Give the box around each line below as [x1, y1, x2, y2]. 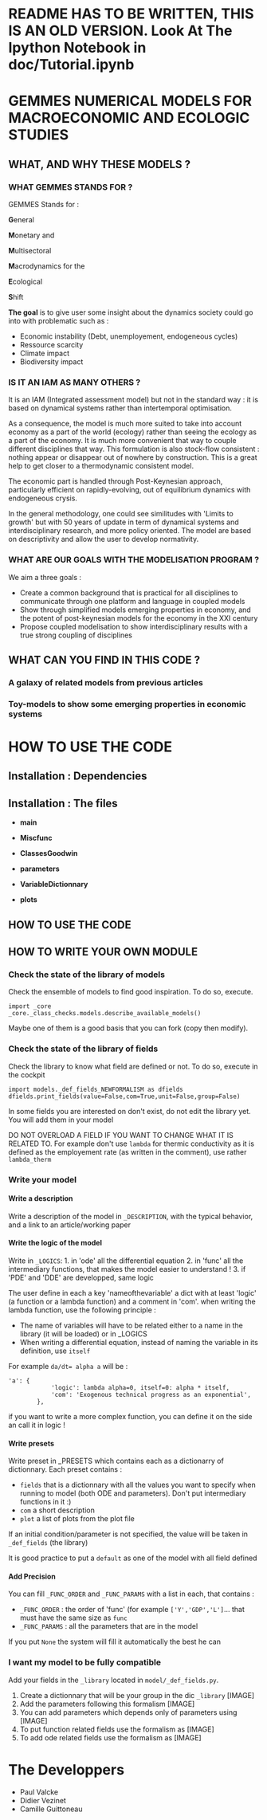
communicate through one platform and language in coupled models [19, 596, 245, 606]
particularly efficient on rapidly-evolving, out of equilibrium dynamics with [8, 485, 251, 495]
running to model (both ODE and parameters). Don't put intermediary [19, 1489, 246, 1498]
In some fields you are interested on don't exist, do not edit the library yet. [8, 1106, 251, 1116]
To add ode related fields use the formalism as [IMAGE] [19, 1732, 202, 1742]
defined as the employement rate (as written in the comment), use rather [8, 1147, 247, 1156]
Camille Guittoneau [19, 1804, 83, 1814]
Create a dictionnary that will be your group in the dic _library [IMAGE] [19, 1690, 255, 1700]
